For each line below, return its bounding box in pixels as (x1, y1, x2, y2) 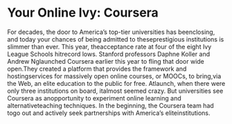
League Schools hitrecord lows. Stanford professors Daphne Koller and (7, 50, 211, 58)
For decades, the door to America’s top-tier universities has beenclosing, (7, 28, 215, 36)
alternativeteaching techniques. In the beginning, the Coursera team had (7, 101, 215, 109)
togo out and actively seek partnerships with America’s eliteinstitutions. (7, 109, 211, 117)
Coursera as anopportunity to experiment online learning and (7, 94, 181, 102)
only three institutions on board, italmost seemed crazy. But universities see (7, 87, 224, 95)
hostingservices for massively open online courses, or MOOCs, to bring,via (7, 71, 222, 80)
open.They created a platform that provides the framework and (7, 64, 187, 73)
